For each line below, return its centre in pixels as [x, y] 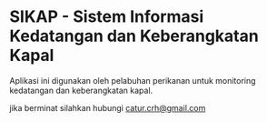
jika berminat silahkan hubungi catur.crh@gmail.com [108, 107]
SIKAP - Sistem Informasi [107, 17]
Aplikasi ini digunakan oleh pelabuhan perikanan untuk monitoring [133, 80]
